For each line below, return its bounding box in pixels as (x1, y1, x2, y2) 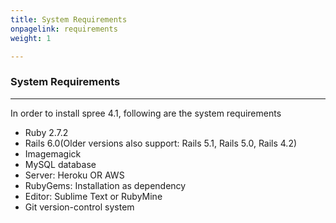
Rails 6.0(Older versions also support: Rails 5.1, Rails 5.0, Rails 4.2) (24, 137, 298, 149)
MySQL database (24, 158, 97, 170)
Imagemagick (24, 147, 82, 160)
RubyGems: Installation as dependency (24, 179, 187, 191)
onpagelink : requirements (10, 24, 118, 34)
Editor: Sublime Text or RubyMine (24, 190, 163, 202)
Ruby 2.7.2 (24, 126, 69, 138)
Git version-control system (24, 201, 135, 213)
